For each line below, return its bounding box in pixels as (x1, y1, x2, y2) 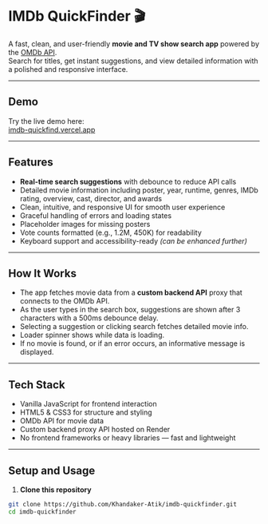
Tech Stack (8, 378, 65, 391)
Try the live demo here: (8, 116, 85, 125)
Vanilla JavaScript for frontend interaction (19, 399, 157, 409)
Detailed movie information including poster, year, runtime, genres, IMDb (19, 185, 259, 195)
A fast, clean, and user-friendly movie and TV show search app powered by (8, 38, 260, 49)
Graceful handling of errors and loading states (19, 210, 172, 220)
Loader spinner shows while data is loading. (19, 330, 165, 340)
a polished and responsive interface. (8, 64, 128, 73)
